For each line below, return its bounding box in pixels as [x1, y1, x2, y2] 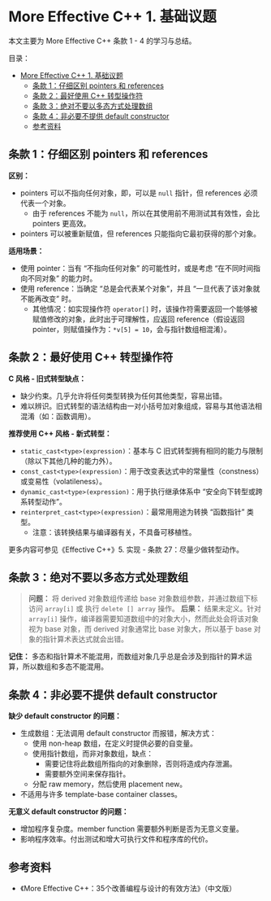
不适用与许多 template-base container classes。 [19, 789, 183, 799]
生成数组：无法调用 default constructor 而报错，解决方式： [19, 728, 217, 738]
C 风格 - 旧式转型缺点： [8, 374, 87, 383]
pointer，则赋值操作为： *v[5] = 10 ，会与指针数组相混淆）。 [32, 324, 231, 334]
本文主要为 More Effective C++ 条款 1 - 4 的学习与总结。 [8, 36, 196, 46]
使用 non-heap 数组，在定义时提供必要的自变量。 [32, 738, 197, 749]
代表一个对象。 [19, 198, 71, 208]
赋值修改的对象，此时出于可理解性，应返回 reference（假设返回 [32, 314, 245, 324]
